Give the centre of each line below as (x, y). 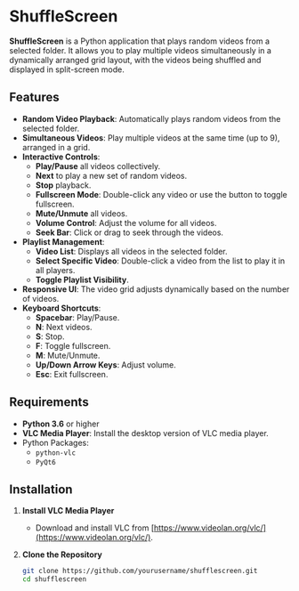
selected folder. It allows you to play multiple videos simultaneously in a (140, 50)
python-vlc (56, 453)
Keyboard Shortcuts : (61, 308)
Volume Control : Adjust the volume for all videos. (126, 223)
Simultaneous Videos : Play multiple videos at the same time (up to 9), (151, 138)
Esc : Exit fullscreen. (72, 374)
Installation (41, 489)
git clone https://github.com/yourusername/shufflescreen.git (140, 571)
